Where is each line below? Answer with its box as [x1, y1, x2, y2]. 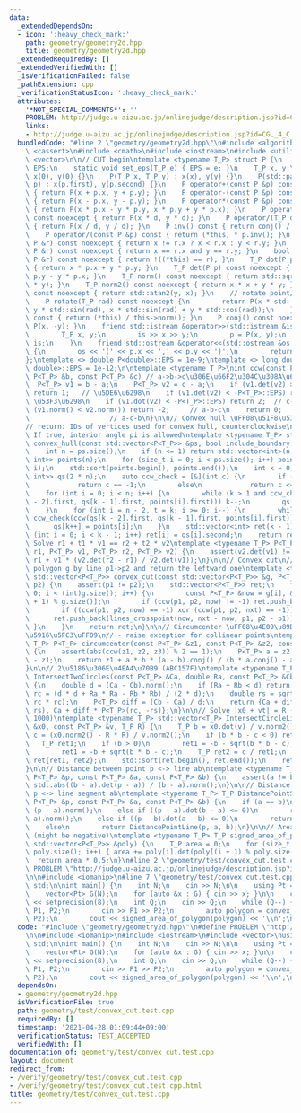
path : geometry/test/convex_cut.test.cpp [17, 1006, 175, 1015]
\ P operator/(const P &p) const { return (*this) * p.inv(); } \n [25, 230, 291, 239]
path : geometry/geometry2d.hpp [25, 38, 142, 48]
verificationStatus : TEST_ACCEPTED [17, 1031, 150, 1040]
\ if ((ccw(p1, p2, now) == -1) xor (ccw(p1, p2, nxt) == [25, 606, 275, 615]
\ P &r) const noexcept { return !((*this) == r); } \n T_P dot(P [25, 255, 287, 265]
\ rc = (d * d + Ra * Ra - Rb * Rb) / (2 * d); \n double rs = [25, 688, 275, 698]
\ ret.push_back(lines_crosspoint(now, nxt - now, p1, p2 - [25, 614, 275, 623]
